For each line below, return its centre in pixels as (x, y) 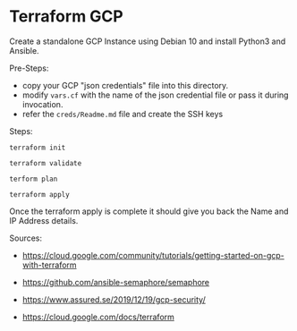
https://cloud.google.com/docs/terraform (98, 317)
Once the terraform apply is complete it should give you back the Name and (149, 211)
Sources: (26, 238)
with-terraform (50, 265)
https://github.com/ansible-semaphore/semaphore (116, 282)
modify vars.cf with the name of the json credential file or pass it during (155, 95)
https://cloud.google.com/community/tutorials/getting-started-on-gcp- (153, 255)
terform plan (34, 179)
